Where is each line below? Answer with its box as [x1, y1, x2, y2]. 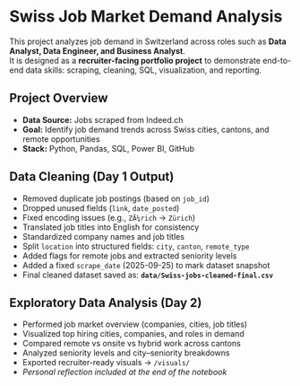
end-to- [262, 55, 292, 66]
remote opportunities [21, 133, 100, 145]
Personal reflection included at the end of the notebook [21, 366, 227, 378]
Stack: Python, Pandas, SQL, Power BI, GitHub [21, 143, 195, 154]
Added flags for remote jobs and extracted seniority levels [21, 250, 237, 261]
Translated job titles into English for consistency [21, 222, 200, 232]
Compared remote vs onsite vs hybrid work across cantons [21, 338, 242, 349]
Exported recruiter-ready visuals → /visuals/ [21, 357, 191, 368]
